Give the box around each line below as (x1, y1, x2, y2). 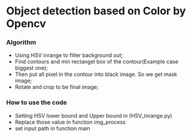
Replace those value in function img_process (14, 118, 126, 125)
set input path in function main (14, 124, 90, 132)
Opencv (6, 17, 47, 30)
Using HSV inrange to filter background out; (14, 52, 123, 59)
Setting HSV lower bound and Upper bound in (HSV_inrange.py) (14, 112, 172, 119)
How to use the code (6, 99, 68, 107)
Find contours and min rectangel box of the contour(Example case (14, 58, 178, 65)
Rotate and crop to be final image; (14, 84, 99, 91)
